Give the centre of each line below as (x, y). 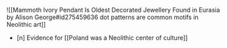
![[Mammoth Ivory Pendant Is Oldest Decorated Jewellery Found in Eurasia (113, 10)
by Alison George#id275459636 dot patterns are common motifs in (103, 17)
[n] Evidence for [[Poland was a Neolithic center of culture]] (102, 38)
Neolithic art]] (26, 24)
